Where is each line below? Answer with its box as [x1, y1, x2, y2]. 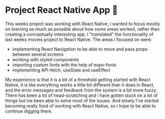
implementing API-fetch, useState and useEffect [12, 67, 111, 73]
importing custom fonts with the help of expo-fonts [12, 62, 117, 68]
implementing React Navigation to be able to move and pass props [12, 46, 148, 52]
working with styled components [12, 56, 79, 62]
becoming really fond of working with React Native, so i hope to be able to [5, 103, 156, 109]
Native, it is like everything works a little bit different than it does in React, [5, 81, 155, 88]
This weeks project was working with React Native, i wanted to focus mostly [5, 21, 161, 27]
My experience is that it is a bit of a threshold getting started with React [5, 77, 151, 82]
